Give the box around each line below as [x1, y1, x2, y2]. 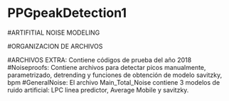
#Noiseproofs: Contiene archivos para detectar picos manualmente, [7, 63, 206, 71]
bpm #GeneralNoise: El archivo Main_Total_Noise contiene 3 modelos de [7, 78, 220, 86]
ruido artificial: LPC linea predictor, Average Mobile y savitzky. [7, 85, 189, 94]
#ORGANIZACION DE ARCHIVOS [7, 42, 103, 50]
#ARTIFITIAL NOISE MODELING [7, 28, 100, 37]
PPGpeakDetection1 [7, 5, 127, 21]
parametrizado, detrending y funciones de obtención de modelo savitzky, [7, 71, 223, 79]
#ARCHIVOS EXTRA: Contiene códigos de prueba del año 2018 [7, 55, 192, 64]
